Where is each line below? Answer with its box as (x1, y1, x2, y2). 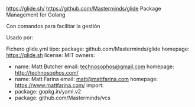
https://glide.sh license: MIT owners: (6, 52, 96, 58)
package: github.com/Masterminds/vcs (14, 94, 110, 101)
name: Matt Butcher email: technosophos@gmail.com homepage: (14, 63, 174, 70)
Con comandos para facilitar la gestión (6, 23, 100, 29)
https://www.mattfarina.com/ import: (14, 82, 104, 89)
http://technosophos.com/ (14, 69, 79, 76)
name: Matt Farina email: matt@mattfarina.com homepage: (14, 76, 158, 82)
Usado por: (6, 34, 34, 41)
